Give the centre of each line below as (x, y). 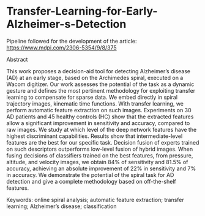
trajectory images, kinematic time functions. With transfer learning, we (95, 103)
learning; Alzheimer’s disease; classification (62, 206)
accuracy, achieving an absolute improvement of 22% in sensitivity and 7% (101, 168)
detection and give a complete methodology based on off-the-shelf (91, 181)
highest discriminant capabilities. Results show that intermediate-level (95, 136)
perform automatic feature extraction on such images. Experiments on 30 (99, 110)
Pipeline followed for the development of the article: (72, 41)
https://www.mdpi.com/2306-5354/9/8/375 (62, 48)
